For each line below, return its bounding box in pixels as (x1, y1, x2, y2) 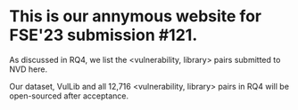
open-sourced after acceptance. (9, 90, 129, 101)
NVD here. (9, 64, 47, 75)
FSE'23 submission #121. (9, 25, 198, 45)
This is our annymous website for (9, 6, 261, 27)
